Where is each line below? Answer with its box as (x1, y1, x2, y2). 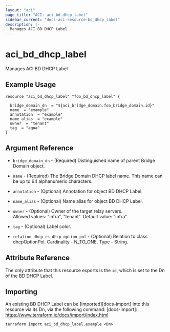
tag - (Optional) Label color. (12, 223, 72, 230)
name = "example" (10, 107, 50, 113)
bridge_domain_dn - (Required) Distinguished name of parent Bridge (12, 157, 155, 163)
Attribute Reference (5, 254, 70, 262)
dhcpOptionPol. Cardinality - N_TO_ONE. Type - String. (12, 239, 129, 245)
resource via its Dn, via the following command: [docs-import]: (5, 306, 137, 313)
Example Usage (5, 80, 56, 89)
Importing (5, 287, 37, 296)
